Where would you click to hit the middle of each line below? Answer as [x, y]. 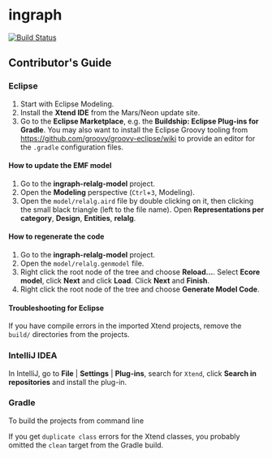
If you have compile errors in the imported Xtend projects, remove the [125, 326]
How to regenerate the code [56, 236]
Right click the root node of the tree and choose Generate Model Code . [140, 289]
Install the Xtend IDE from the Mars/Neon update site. [110, 112]
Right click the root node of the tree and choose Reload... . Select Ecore [140, 272]
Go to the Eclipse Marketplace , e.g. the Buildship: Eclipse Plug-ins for [139, 121]
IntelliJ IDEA [33, 356]
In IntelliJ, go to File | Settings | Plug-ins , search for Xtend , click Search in [133, 373]
